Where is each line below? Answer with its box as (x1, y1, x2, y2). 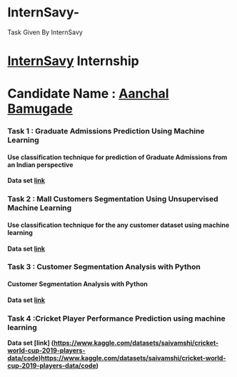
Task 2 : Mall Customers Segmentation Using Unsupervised (7, 194, 219, 204)
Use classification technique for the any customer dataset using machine (7, 221, 230, 229)
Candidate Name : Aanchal (7, 86, 169, 102)
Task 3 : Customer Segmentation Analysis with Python (7, 262, 201, 272)
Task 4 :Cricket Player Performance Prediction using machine (7, 313, 226, 323)
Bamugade (7, 101, 74, 117)
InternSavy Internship (7, 53, 139, 69)
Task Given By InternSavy (7, 28, 84, 36)
